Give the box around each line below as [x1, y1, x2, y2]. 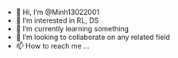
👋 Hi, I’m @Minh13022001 [15, 8, 100, 16]
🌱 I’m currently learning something [15, 24, 130, 33]
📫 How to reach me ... [15, 42, 90, 50]
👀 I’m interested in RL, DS [15, 16, 99, 25]
